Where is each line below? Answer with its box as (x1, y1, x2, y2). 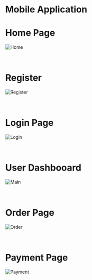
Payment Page (5, 252, 68, 264)
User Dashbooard (5, 162, 82, 174)
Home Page (5, 27, 55, 39)
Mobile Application (5, 4, 88, 15)
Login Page (5, 117, 54, 129)
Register (5, 72, 42, 84)
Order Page (5, 207, 55, 219)
